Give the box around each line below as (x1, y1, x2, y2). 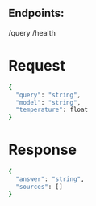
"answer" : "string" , (15, 174, 85, 183)
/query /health (8, 28, 56, 37)
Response (8, 141, 77, 159)
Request (8, 57, 66, 75)
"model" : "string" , (15, 98, 81, 106)
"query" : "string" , (15, 91, 81, 99)
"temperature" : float (15, 105, 89, 114)
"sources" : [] (15, 182, 63, 191)
